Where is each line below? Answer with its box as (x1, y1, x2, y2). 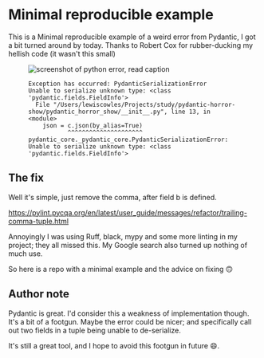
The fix (8, 171, 44, 185)
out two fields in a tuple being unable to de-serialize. (8, 325, 181, 335)
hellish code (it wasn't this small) (8, 49, 116, 58)
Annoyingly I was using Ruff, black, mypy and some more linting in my (8, 231, 238, 241)
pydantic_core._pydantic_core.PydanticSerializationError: (28, 136, 229, 144)
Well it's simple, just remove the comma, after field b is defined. (8, 192, 217, 202)
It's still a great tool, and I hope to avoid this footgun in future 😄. (8, 340, 220, 350)
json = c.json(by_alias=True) (42, 121, 144, 129)
